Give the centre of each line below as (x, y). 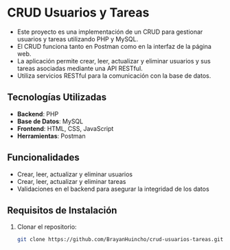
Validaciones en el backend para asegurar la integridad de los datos (113, 189)
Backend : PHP (38, 114)
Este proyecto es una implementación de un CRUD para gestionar (110, 32)
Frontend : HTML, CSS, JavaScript (65, 128)
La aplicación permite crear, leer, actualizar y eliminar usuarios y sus (114, 61)
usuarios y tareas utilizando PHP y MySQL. (78, 39)
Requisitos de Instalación (62, 210)
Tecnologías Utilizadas (57, 97)
